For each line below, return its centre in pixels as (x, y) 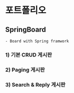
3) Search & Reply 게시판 (35, 84)
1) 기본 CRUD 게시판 (29, 55)
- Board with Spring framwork (37, 41)
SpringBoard (26, 29)
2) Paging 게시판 (25, 70)
